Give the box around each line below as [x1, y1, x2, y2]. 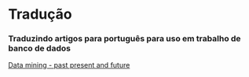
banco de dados [8, 43, 71, 54]
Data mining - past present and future [8, 61, 130, 70]
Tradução [8, 5, 72, 23]
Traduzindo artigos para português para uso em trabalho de [8, 33, 241, 44]
